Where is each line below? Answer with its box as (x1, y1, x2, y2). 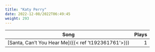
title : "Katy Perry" (5, 7, 47, 12)
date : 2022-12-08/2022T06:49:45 (5, 12, 70, 16)
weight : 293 (5, 16, 29, 21)
